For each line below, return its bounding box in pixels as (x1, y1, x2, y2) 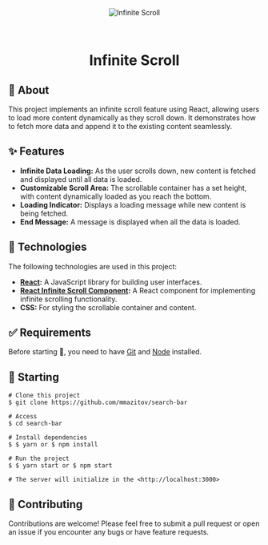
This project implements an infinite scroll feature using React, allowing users (8, 104, 260, 114)
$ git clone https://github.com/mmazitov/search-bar (8, 398, 188, 407)
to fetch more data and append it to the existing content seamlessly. (8, 122, 233, 131)
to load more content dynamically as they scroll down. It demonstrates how (8, 113, 256, 123)
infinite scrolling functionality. (19, 294, 118, 304)
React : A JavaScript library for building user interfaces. (19, 277, 202, 287)
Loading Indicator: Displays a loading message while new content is (19, 200, 246, 209)
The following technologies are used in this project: (8, 261, 178, 271)
